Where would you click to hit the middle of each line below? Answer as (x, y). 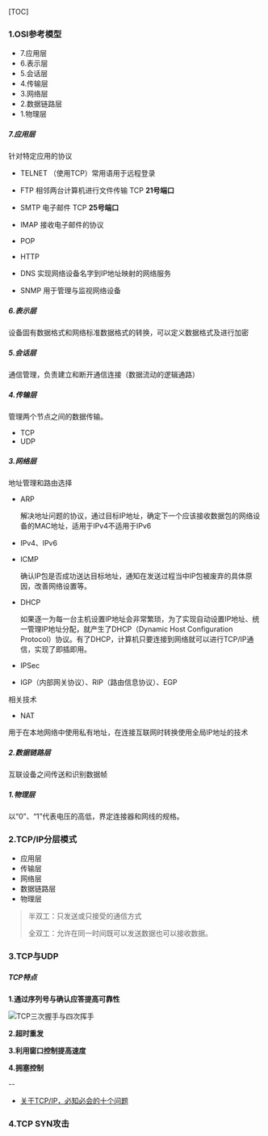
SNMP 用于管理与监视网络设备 (70, 291)
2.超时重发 (26, 1034)
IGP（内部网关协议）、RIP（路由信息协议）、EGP (98, 683)
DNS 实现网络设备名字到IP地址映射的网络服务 (96, 274)
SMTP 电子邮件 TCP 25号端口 (69, 208)
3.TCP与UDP (33, 956)
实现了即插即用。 (63, 649)
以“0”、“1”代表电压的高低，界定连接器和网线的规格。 (96, 816)
